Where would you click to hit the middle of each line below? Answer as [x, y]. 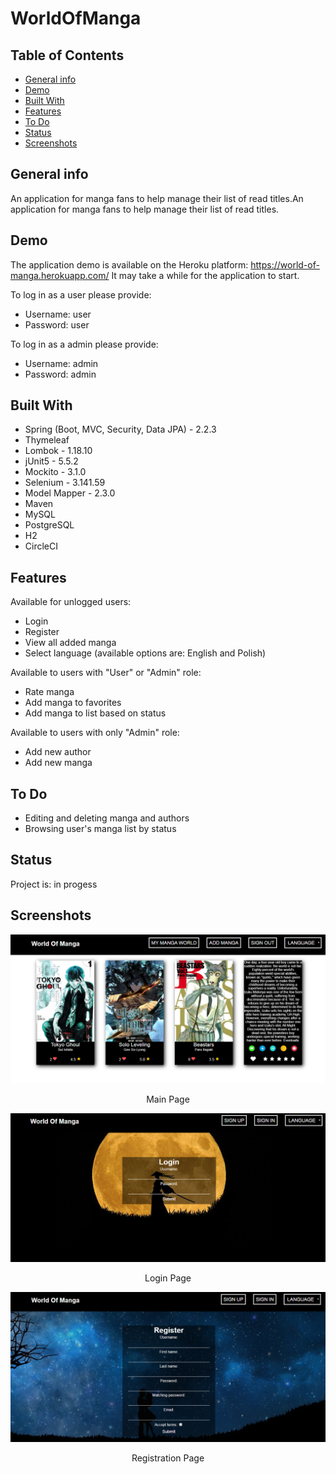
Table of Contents [67, 55]
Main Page [168, 1099]
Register [42, 632]
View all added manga [70, 643]
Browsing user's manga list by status [100, 829]
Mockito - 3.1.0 [55, 472]
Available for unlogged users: [71, 602]
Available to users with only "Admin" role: [95, 733]
